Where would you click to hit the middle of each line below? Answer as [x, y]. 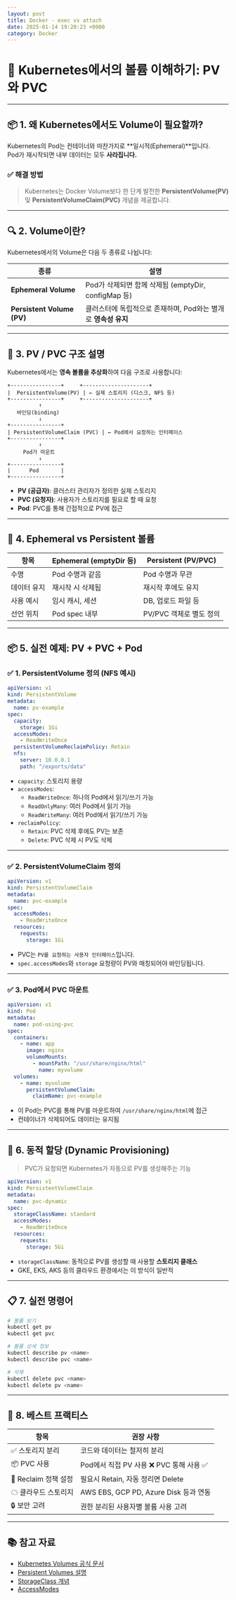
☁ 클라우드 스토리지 [42, 1492]
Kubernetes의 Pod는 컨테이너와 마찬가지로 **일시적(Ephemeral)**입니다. [109, 146]
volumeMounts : [47, 1057]
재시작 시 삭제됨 [77, 587]
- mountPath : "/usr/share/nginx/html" [89, 1064]
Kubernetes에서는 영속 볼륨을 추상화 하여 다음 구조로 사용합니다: [95, 372]
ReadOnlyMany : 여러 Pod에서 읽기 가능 [80, 806]
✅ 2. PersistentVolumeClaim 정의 [64, 866]
